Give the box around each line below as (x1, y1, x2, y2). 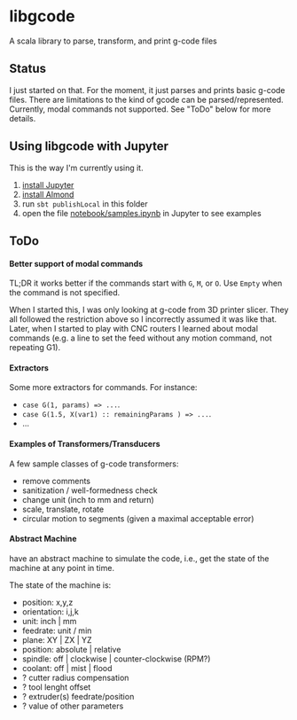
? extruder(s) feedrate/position (21, 691, 135, 701)
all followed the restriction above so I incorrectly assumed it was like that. (9, 314, 277, 325)
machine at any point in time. (9, 562, 115, 573)
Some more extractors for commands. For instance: (9, 382, 198, 393)
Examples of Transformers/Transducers (9, 438, 160, 449)
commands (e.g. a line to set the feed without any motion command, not (9, 333, 272, 343)
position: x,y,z (21, 597, 74, 607)
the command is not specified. (9, 287, 121, 298)
